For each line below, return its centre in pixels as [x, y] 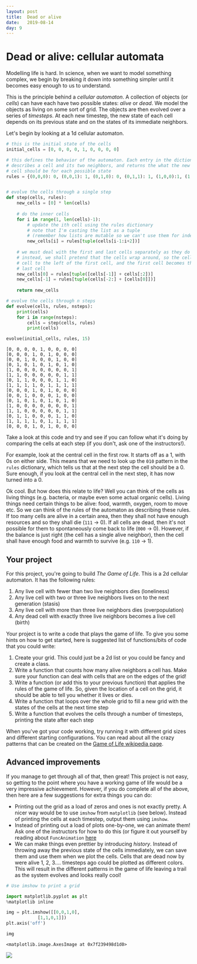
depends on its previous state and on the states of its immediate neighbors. [97, 122]
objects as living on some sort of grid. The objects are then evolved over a [96, 110]
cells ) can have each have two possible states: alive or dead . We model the [97, 103]
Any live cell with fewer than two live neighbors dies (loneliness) [92, 591]
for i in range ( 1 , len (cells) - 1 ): [59, 219]
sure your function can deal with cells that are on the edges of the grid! [100, 676]
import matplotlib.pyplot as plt [47, 896]
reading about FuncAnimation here [55, 837]
